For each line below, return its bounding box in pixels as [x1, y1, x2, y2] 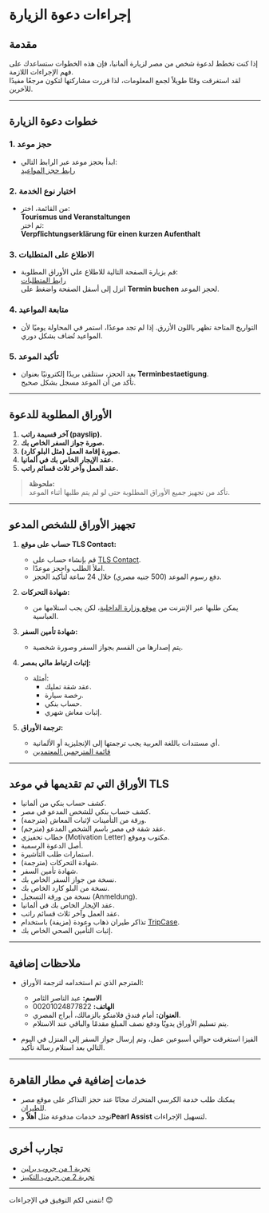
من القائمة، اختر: [20, 203, 70, 213]
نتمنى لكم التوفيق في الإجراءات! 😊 [9, 1195, 114, 1204]
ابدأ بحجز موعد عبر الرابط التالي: [20, 157, 118, 166]
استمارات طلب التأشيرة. [20, 849, 94, 859]
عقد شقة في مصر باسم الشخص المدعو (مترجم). [20, 824, 166, 833]
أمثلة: [32, 673, 49, 683]
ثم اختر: [20, 220, 45, 229]
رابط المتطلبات [20, 276, 66, 285]
